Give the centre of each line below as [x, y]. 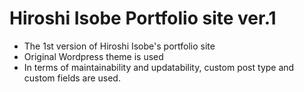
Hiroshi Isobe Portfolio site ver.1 [143, 18]
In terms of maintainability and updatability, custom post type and [159, 67]
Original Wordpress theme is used [93, 56]
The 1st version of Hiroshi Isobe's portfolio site [119, 46]
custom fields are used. [72, 78]
